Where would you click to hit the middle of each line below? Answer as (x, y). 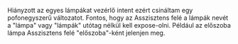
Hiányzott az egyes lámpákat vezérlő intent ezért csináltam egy (100, 10)
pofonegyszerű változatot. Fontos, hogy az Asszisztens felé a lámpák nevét (118, 18)
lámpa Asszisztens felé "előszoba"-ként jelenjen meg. (86, 33)
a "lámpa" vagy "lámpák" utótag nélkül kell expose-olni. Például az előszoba (119, 25)
